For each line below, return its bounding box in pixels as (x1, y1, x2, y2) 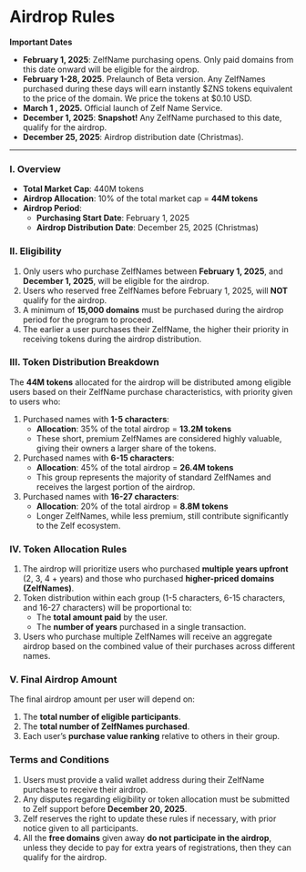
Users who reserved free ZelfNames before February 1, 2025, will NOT (22, 285, 289, 296)
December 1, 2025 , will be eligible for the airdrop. (22, 275, 209, 286)
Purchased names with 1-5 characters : (22, 413, 170, 424)
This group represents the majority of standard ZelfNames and (36, 471, 271, 482)
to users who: (9, 396, 61, 407)
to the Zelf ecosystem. (36, 520, 121, 531)
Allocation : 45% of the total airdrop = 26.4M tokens (36, 461, 234, 472)
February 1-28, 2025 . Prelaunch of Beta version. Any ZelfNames (22, 73, 266, 84)
